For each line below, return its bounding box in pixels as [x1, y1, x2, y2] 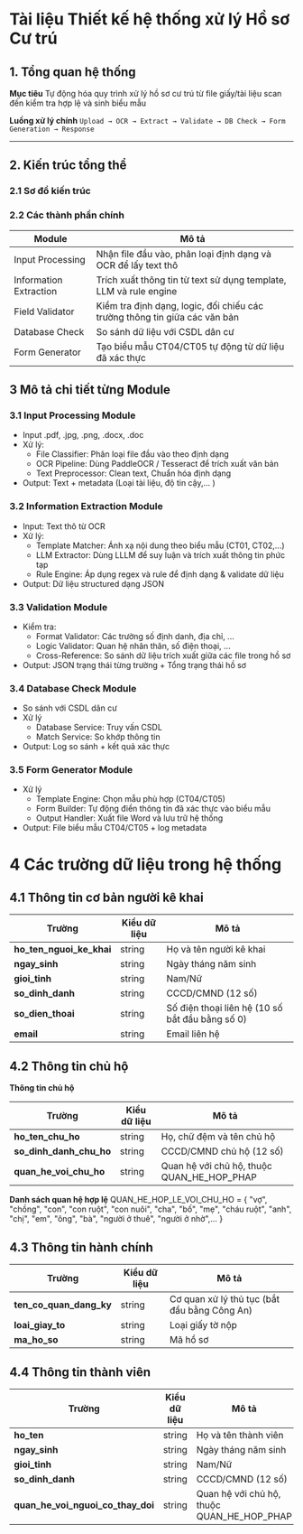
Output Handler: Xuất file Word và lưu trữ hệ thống [35, 813, 224, 823]
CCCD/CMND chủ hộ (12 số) [161, 1145, 284, 1157]
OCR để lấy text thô [96, 258, 179, 271]
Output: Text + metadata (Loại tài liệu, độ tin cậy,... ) [22, 478, 216, 488]
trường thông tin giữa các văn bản [96, 311, 239, 323]
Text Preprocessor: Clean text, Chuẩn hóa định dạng [35, 468, 232, 479]
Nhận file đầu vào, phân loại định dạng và [96, 247, 272, 260]
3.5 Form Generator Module [9, 764, 133, 776]
